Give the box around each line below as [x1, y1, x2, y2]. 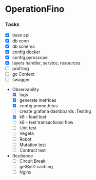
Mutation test [19, 142, 46, 148]
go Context [12, 71, 35, 77]
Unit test [19, 125, 37, 131]
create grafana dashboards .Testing [19, 108, 91, 114]
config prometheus [19, 103, 58, 109]
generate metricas [19, 97, 57, 103]
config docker [12, 49, 40, 55]
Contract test [19, 147, 46, 153]
